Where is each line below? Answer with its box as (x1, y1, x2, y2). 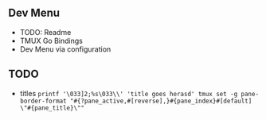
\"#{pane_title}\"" (19, 103, 85, 112)
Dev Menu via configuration (19, 44, 111, 54)
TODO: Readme (19, 27, 72, 37)
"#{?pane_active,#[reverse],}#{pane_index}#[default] (70, 97, 252, 105)
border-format (19, 97, 67, 105)
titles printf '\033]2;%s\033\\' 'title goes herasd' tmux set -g (19, 88, 238, 98)
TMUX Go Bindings (19, 36, 84, 45)
